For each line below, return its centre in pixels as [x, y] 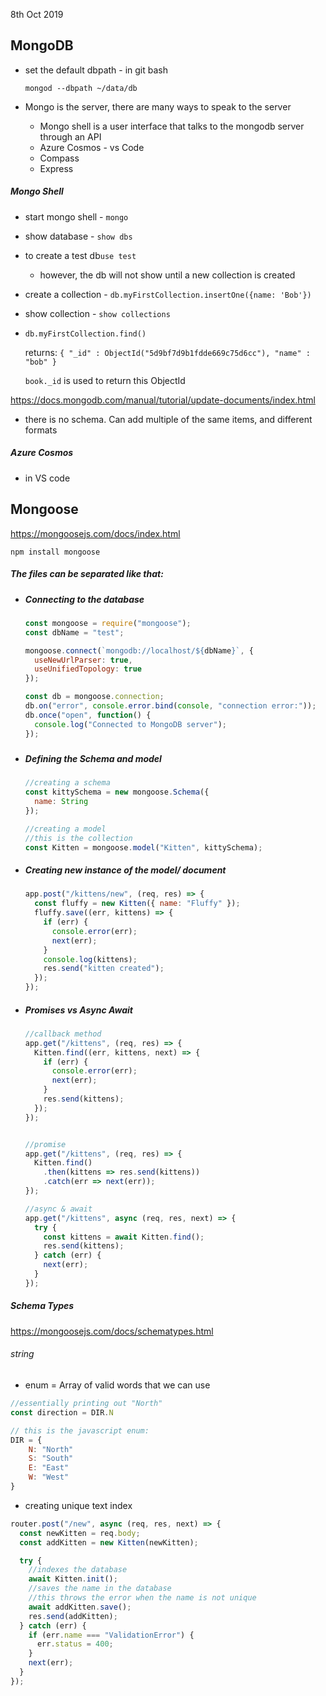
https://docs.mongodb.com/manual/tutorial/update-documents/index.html [163, 400]
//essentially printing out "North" [86, 1404]
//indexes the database [78, 1570]
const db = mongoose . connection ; [94, 697]
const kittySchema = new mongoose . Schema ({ [117, 792]
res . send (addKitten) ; [73, 1616]
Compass [59, 158]
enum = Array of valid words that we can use [117, 1385]
